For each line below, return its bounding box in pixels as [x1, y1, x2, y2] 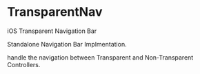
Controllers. [7, 60, 41, 69]
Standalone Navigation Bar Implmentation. [7, 40, 127, 48]
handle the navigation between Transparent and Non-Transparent [7, 53, 194, 62]
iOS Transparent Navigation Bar [7, 27, 97, 35]
